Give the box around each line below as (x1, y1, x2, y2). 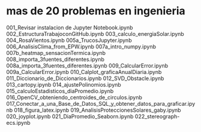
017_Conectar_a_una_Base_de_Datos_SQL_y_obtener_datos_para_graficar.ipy (6, 100, 196, 107)
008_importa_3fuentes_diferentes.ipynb (6, 56, 105, 63)
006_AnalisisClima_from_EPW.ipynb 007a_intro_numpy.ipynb (6, 43, 156, 50)
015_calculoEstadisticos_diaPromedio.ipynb (6, 87, 114, 94)
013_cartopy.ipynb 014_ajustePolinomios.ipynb (6, 81, 121, 88)
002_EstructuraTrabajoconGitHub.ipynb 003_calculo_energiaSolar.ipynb (6, 30, 184, 37)
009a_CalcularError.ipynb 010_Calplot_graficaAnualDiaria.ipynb (6, 68, 162, 75)
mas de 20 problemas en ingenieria (6, 4, 186, 18)
